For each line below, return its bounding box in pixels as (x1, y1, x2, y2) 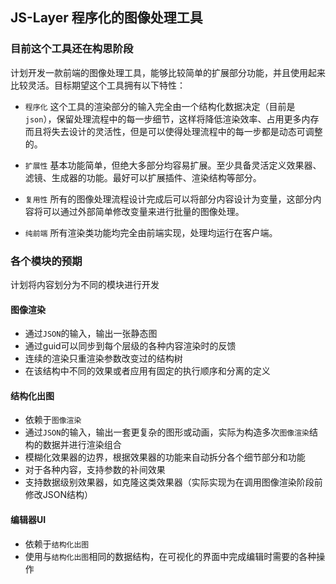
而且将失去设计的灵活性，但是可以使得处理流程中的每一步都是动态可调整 (24, 125, 323, 137)
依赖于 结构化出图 (24, 538, 90, 550)
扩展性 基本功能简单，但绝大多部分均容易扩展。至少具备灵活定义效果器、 (24, 159, 322, 171)
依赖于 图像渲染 (24, 414, 82, 426)
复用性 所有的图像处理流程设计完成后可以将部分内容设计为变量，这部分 (24, 193, 313, 205)
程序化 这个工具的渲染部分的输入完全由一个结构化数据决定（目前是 (24, 100, 296, 112)
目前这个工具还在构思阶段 (10, 42, 134, 56)
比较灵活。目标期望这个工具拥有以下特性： (10, 79, 186, 91)
